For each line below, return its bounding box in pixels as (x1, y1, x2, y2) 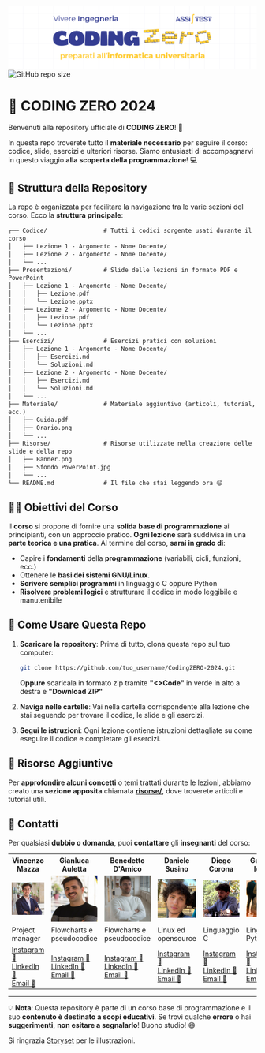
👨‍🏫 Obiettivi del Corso (8, 500, 118, 514)
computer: (19, 648, 54, 657)
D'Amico (113, 864, 142, 873)
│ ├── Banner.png (8, 456, 73, 464)
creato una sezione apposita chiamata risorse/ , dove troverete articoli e (8, 786, 243, 795)
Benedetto (110, 855, 145, 865)
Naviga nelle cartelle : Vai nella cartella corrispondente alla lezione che (19, 701, 250, 711)
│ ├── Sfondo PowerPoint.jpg (8, 464, 111, 472)
